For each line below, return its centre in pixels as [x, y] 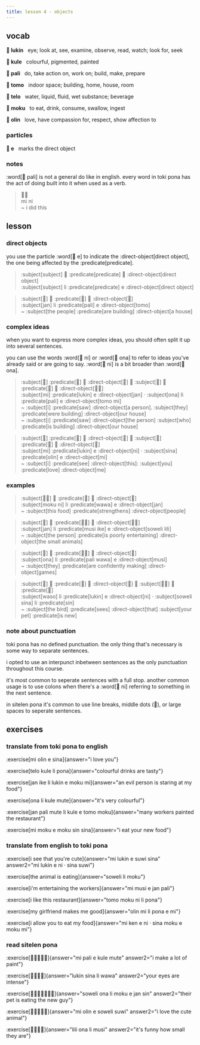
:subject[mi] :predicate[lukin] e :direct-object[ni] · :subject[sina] [99, 451]
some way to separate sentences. [48, 650]
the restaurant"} [26, 818]
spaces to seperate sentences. [44, 711]
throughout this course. [35, 668]
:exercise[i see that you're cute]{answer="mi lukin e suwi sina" [83, 858]
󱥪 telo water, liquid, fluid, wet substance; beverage [70, 97]
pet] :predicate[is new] [49, 616]
